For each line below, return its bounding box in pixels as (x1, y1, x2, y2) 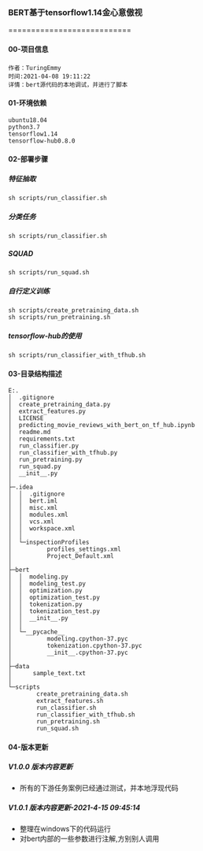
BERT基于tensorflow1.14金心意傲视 (8, 6, 143, 17)
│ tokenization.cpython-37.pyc (8, 642, 143, 650)
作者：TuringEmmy (8, 64, 61, 72)
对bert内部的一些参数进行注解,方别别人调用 (19, 834, 160, 843)
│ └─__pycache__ (8, 628, 65, 636)
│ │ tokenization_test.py (8, 608, 101, 615)
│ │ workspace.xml (8, 525, 76, 533)
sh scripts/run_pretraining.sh (8, 314, 111, 321)
